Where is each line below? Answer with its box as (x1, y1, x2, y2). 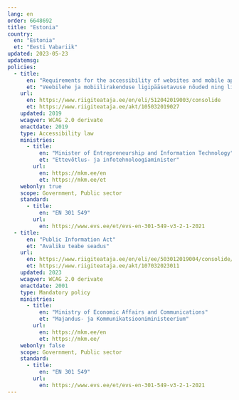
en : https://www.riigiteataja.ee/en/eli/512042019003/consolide (26, 97, 221, 104)
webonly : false (20, 342, 65, 349)
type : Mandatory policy (20, 289, 91, 296)
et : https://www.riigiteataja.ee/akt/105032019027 (26, 103, 180, 111)
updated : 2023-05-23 (7, 51, 69, 58)
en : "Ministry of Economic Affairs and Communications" (38, 309, 208, 316)
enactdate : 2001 (20, 282, 69, 289)
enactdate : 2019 (20, 123, 69, 130)
